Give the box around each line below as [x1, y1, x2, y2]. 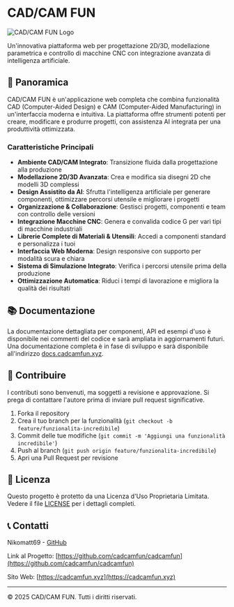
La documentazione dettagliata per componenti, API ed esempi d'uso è [7, 327, 211, 336]
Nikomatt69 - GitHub [7, 539, 68, 547]
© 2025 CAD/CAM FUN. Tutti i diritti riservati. [7, 593, 137, 601]
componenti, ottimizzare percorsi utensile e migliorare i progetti [17, 195, 200, 204]
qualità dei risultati [17, 284, 71, 292]
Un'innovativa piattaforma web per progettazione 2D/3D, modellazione [7, 41, 210, 50]
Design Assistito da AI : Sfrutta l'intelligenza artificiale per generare [17, 188, 211, 196]
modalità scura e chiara [17, 255, 85, 263]
